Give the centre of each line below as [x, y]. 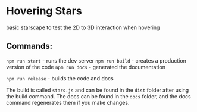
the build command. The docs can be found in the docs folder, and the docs [99, 96]
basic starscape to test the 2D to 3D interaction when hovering [83, 27]
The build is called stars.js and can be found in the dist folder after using [98, 90]
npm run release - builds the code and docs [60, 78]
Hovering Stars [44, 11]
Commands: [29, 46]
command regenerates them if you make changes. [68, 102]
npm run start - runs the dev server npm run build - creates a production [96, 60]
